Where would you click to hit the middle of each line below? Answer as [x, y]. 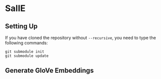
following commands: [26, 43]
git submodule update [27, 56]
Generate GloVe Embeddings [49, 71]
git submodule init [25, 52]
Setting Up [21, 26]
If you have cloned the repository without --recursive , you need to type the [80, 38]
